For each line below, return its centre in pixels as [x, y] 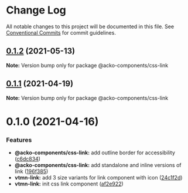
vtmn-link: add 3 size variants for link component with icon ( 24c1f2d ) [98, 178]
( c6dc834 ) [28, 159]
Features [19, 140]
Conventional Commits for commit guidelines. [61, 32]
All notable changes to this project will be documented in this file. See [90, 26]
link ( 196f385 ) [31, 171]
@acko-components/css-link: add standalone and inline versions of [98, 165]
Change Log [36, 10]
